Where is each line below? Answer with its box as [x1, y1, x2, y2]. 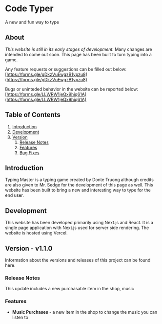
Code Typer [5, 3, 54, 14]
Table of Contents [5, 111, 61, 119]
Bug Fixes [19, 150, 40, 156]
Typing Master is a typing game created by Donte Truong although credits [5, 177, 154, 183]
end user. [5, 192, 24, 198]
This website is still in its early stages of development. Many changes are [5, 46, 152, 52]
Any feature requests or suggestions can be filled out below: [5, 66, 127, 72]
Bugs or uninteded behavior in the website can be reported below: [5, 86, 138, 92]
